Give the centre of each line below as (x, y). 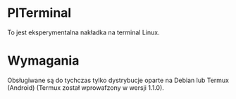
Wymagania (43, 61)
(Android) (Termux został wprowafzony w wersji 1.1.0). (86, 87)
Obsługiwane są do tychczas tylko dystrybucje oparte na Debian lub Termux (118, 80)
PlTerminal (39, 13)
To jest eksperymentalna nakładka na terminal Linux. (83, 32)
